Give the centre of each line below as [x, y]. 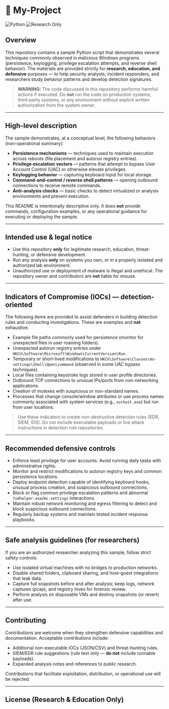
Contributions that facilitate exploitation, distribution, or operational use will [83, 674]
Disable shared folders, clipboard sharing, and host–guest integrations [85, 573]
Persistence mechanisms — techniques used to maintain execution [83, 153]
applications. [26, 386]
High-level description [41, 126]
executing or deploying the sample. [42, 216]
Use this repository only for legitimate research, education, [74, 249]
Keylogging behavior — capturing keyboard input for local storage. [82, 174]
